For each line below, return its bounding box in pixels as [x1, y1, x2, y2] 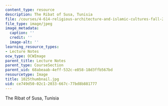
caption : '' [9, 30, 35, 35]
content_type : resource [5, 7, 55, 12]
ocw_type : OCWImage [5, 53, 46, 59]
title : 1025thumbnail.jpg [5, 77, 59, 82]
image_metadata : [5, 26, 39, 31]
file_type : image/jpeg [5, 21, 52, 26]
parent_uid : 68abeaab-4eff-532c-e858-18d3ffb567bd [5, 68, 113, 73]
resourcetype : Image [5, 72, 48, 77]
